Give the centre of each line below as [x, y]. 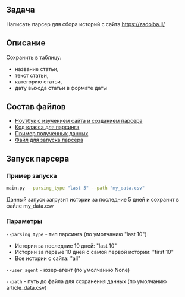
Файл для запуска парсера [49, 140]
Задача [21, 10]
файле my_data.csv [30, 206]
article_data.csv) [26, 288]
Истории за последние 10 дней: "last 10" [66, 246]
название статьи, [37, 69]
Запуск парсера [38, 158]
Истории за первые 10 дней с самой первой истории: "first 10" [94, 252]
